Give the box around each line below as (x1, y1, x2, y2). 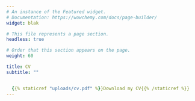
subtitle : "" (6, 69, 39, 75)
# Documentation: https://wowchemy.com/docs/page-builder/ (6, 14, 158, 20)
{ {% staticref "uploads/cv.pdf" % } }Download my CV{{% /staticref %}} (11, 85, 190, 91)
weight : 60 (6, 53, 34, 59)
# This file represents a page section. (6, 31, 110, 37)
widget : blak (6, 20, 39, 26)
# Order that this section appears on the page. (6, 47, 131, 54)
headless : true (6, 37, 45, 43)
